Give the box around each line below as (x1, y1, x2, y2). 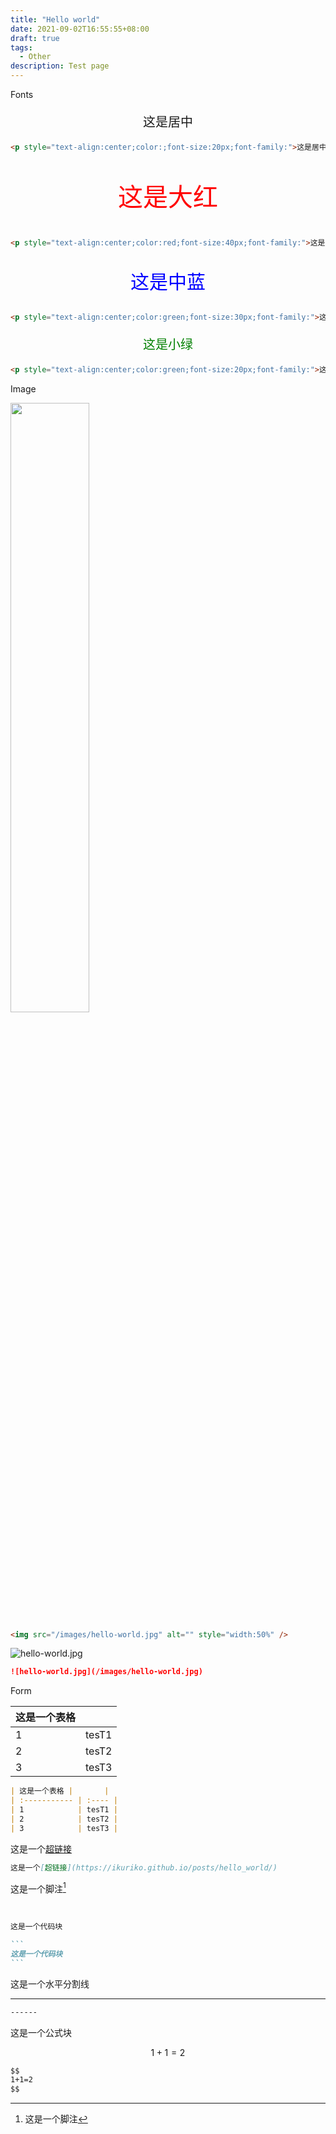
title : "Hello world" (10, 14, 101, 25)
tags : (10, 42, 33, 53)
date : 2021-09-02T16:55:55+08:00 (10, 24, 150, 34)
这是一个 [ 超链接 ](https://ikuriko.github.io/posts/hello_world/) (10, 1862, 278, 1873)
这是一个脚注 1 (10, 1881, 67, 1895)
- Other (19, 52, 52, 62)
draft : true (10, 33, 60, 43)
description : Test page (10, 61, 110, 71)
